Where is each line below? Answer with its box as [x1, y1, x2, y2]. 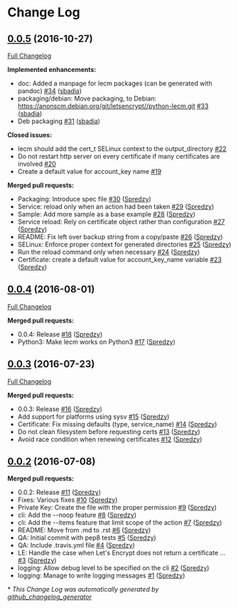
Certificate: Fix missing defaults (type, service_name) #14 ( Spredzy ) [17, 419, 217, 428]
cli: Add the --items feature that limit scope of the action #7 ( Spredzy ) [17, 518, 222, 527]
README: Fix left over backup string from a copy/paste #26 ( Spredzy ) [17, 233, 223, 241]
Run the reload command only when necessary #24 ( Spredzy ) [17, 248, 200, 256]
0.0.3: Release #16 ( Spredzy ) [17, 404, 103, 413]
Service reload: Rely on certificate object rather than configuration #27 [17, 218, 225, 226]
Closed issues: [7, 131, 53, 139]
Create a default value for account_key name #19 [17, 167, 162, 175]
